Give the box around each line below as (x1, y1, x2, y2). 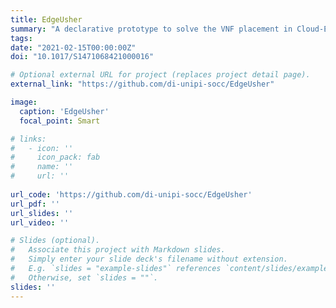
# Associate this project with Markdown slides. (10, 245, 226, 255)
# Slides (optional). (10, 236, 101, 246)
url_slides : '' (10, 208, 74, 218)
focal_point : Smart (19, 116, 101, 126)
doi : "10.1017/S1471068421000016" (10, 52, 155, 62)
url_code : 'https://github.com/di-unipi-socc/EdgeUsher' (10, 189, 253, 200)
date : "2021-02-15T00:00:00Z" (10, 42, 137, 53)
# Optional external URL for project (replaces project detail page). (10, 70, 311, 80)
